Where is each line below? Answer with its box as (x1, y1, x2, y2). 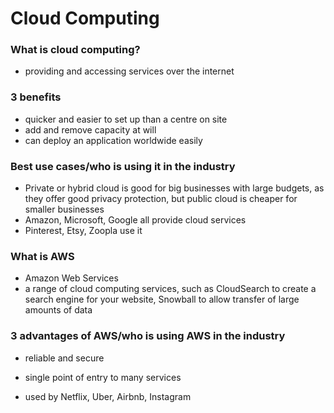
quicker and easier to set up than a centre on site (24, 113, 228, 125)
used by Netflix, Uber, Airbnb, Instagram (24, 390, 192, 402)
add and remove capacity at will (24, 123, 157, 136)
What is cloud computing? (10, 43, 141, 57)
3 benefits (10, 90, 62, 104)
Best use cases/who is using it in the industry (10, 159, 236, 173)
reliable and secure (24, 352, 105, 364)
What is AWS (10, 250, 75, 263)
